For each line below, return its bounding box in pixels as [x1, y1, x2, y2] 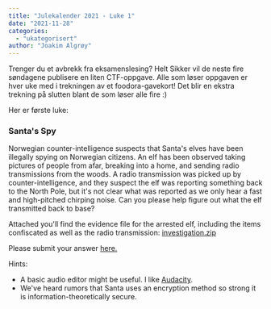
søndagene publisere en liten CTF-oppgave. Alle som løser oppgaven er [8, 73, 248, 82]
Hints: [8, 259, 28, 269]
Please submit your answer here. [8, 244, 118, 253]
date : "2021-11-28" [8, 19, 74, 27]
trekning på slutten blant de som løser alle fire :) [8, 90, 168, 99]
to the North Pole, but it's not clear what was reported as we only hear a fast [8, 186, 262, 196]
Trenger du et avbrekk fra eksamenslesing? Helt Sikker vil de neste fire [8, 64, 244, 73]
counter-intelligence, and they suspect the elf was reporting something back [8, 178, 263, 188]
